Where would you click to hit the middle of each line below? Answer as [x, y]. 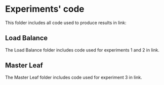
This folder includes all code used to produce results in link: [66, 23]
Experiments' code [45, 9]
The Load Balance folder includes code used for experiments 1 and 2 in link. [82, 50]
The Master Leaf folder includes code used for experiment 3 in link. [74, 77]
